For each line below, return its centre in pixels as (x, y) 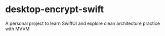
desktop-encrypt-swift (55, 9)
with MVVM (17, 28)
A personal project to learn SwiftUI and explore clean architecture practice (83, 23)
